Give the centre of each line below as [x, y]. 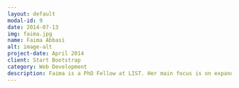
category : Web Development [47, 67]
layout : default [31, 14]
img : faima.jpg [30, 34]
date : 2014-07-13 [33, 27]
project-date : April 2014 [46, 54]
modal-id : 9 [25, 21]
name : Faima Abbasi [36, 40]
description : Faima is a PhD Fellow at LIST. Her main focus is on [110, 73]
